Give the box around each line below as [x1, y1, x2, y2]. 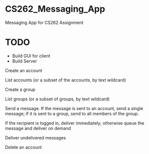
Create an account [5, 67, 43, 73]
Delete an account [5, 144, 42, 150]
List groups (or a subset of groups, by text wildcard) [5, 96, 110, 102]
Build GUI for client [12, 53, 50, 59]
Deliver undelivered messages [5, 134, 66, 140]
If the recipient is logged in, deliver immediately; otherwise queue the [5, 120, 145, 126]
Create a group [5, 87, 36, 92]
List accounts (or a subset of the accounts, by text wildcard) [5, 77, 126, 83]
